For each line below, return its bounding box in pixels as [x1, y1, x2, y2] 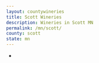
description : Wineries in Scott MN [6, 19, 94, 25]
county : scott [6, 31, 41, 37]
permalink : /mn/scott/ [6, 25, 62, 31]
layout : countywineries [6, 8, 65, 15]
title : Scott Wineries [6, 14, 62, 20]
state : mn [6, 36, 31, 42]
